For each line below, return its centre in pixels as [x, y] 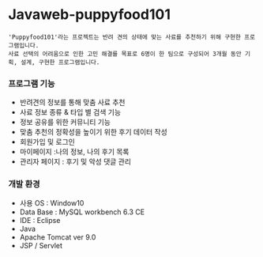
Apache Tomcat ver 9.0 [58, 237]
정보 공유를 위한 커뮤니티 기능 [65, 122]
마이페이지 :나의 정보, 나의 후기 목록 [74, 152]
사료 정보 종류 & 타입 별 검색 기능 [70, 112]
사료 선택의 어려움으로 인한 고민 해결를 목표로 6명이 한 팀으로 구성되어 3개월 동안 [125, 54]
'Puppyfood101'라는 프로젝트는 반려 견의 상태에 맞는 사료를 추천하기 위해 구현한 [124, 37]
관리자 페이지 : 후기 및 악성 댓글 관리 [75, 162]
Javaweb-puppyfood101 [90, 15]
